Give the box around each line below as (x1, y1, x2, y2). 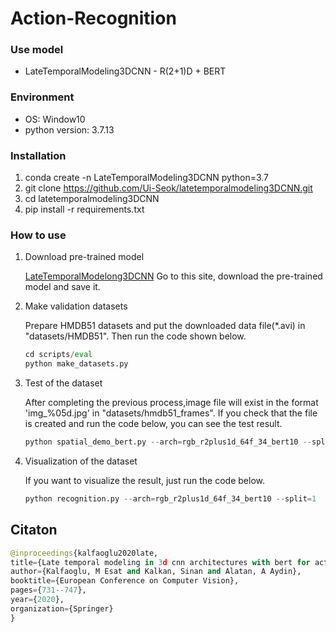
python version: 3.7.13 (24, 123, 115, 136)
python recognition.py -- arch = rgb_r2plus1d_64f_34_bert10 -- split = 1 (24, 494, 317, 504)
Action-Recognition (10, 7, 177, 30)
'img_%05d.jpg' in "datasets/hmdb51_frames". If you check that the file (24, 407, 318, 419)
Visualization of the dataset (24, 455, 138, 467)
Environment (10, 90, 75, 104)
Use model (10, 43, 64, 57)
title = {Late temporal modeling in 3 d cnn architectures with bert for (10, 557, 311, 567)
